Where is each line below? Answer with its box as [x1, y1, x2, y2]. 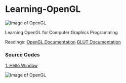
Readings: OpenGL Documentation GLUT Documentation [5, 39, 121, 45]
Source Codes [5, 51, 40, 58]
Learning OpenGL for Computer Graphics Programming [5, 29, 118, 35]
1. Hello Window [5, 63, 38, 69]
